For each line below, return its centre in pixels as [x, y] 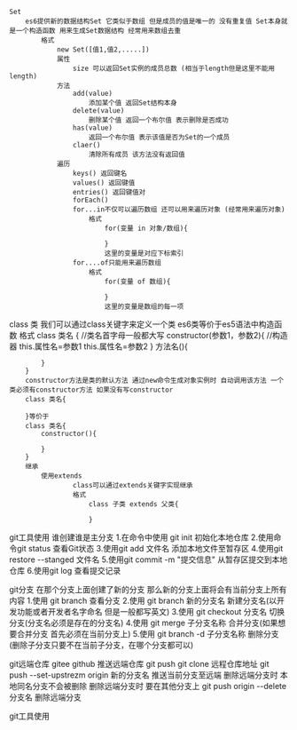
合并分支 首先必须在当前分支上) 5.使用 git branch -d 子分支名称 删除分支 [148, 634]
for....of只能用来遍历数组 [117, 263]
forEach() [90, 200]
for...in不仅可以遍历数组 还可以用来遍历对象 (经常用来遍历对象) [179, 210]
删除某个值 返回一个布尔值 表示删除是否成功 [158, 120]
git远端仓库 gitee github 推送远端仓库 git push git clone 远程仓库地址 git [139, 664]
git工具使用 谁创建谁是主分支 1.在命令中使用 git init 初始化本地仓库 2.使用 [141, 537]
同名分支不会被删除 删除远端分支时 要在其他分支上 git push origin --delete [151, 686]
